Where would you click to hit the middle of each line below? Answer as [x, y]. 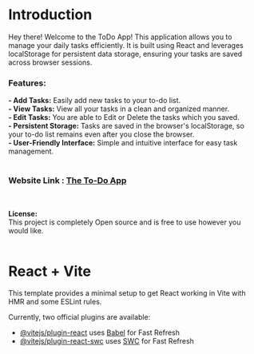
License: [23, 213]
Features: [27, 83]
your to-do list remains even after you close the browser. [101, 134]
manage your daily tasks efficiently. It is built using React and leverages [126, 45]
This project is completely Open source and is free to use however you [125, 222]
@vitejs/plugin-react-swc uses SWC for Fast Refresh [107, 341]
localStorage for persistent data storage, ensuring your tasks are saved [125, 54]
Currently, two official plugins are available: [79, 317]
